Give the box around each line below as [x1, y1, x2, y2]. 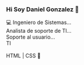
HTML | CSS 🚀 [6, 52, 41, 59]
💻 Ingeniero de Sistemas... [6, 19, 72, 26]
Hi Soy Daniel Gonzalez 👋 [6, 5, 79, 13]
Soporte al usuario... [6, 33, 55, 40]
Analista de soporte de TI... [6, 28, 72, 35]
